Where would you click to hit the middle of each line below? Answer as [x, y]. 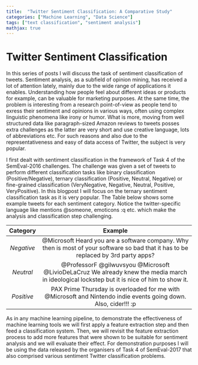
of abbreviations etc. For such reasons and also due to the [77, 136]
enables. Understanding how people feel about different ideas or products [96, 92]
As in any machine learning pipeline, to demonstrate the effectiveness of [94, 318]
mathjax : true [24, 28]
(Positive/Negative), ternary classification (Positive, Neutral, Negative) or [94, 179]
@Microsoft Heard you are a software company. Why [115, 241]
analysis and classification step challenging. [60, 216]
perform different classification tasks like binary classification [81, 172]
